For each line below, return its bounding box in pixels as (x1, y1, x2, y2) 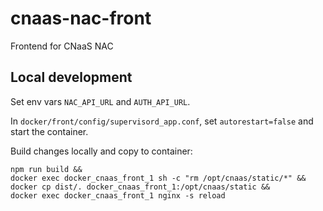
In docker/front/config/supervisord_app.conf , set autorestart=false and (10, 115, 314, 127)
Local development (10, 69, 133, 86)
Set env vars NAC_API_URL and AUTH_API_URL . (10, 95, 191, 107)
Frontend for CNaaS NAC (10, 40, 114, 52)
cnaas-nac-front (10, 7, 152, 30)
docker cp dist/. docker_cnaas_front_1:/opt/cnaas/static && (10, 182, 271, 192)
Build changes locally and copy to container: (10, 145, 193, 157)
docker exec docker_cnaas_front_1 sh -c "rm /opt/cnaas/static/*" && (10, 173, 307, 183)
